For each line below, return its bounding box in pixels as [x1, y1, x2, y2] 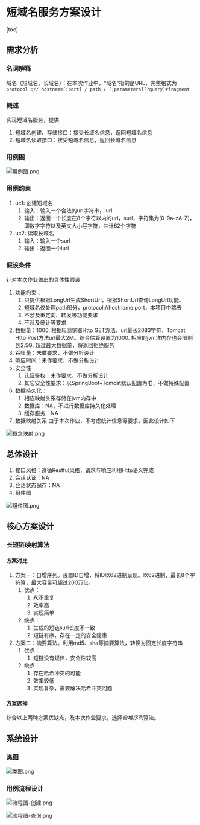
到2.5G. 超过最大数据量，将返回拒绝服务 [14, 342, 114, 349]
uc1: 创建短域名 [14, 199, 53, 206]
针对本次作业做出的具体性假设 [6, 276, 80, 283]
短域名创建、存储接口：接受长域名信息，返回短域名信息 [14, 129, 152, 136]
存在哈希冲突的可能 [33, 669, 81, 677]
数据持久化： [14, 387, 47, 394]
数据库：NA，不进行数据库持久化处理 [23, 402, 116, 409]
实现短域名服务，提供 [6, 116, 59, 123]
